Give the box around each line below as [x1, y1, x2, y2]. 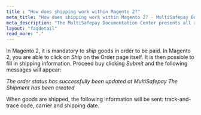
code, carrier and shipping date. [20, 102, 100, 109]
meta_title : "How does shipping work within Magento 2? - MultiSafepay [6, 14, 188, 20]
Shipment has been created [6, 84, 75, 91]
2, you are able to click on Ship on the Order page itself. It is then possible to [6, 54, 194, 61]
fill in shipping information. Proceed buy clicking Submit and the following [6, 60, 188, 67]
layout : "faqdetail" [6, 25, 58, 32]
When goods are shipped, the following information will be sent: [6, 96, 164, 103]
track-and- [164, 96, 191, 103]
